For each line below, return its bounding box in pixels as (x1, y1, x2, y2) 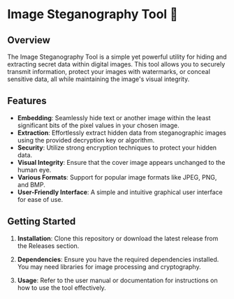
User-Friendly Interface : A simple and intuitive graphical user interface (17, 188, 223, 196)
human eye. (17, 166, 52, 174)
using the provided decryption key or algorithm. (17, 136, 155, 144)
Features (7, 95, 47, 107)
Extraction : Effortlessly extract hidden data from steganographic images (17, 129, 227, 137)
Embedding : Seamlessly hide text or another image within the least (17, 113, 211, 122)
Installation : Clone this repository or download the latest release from (17, 234, 219, 242)
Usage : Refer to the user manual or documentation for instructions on (17, 276, 218, 284)
